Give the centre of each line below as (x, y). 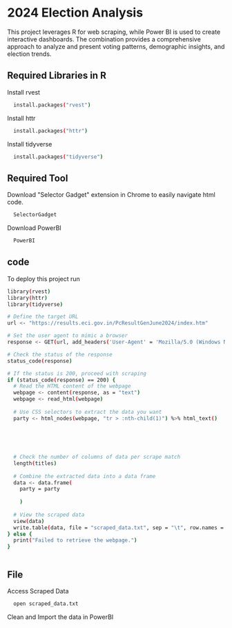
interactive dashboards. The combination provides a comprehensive (104, 39)
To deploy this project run (44, 278)
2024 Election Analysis (75, 13)
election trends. (29, 54)
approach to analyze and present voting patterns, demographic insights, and (116, 46)
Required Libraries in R (57, 76)
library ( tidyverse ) (35, 304)
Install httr (21, 118)
